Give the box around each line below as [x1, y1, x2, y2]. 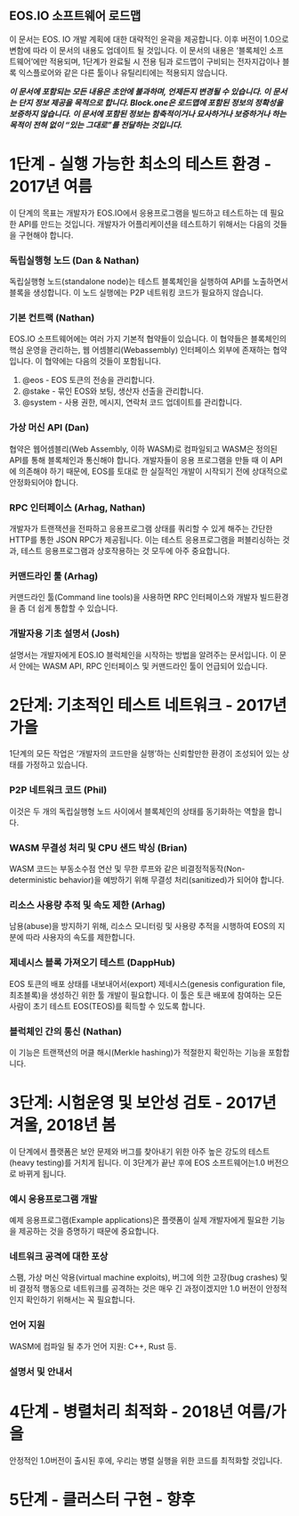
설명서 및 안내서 [9, 1365, 73, 1378]
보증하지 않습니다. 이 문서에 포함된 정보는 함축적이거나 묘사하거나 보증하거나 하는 [9, 108, 287, 118]
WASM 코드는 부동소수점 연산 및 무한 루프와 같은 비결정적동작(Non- [9, 863, 246, 875]
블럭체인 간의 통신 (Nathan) [9, 1025, 123, 1038]
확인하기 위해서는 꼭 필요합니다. [25, 1294, 135, 1305]
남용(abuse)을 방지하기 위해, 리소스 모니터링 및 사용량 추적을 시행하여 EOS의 [9, 921, 276, 932]
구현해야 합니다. [18, 230, 74, 240]
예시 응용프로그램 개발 [9, 1193, 98, 1205]
